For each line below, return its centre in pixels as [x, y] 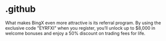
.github [20, 9]
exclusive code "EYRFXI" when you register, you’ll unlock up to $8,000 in [80, 28]
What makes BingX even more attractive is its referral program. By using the [83, 23]
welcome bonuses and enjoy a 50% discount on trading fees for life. [75, 33]
